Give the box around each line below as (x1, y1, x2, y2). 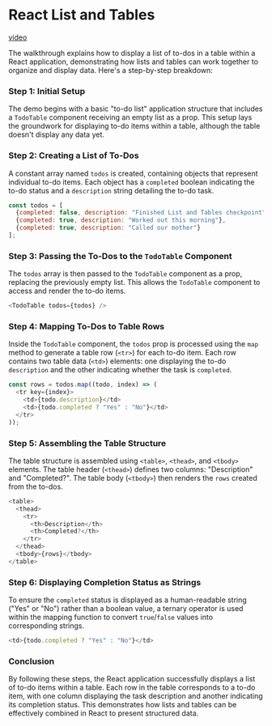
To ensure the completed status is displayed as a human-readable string (8, 595, 247, 605)
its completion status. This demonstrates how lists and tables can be (8, 700, 237, 710)
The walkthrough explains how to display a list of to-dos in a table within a (8, 48, 256, 57)
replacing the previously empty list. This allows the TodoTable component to (8, 278, 261, 287)
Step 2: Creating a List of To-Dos (8, 150, 139, 161)
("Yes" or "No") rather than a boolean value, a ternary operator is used (8, 604, 244, 613)
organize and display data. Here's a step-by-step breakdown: (8, 65, 213, 74)
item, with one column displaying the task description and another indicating (8, 691, 263, 701)
